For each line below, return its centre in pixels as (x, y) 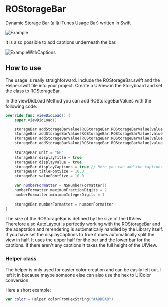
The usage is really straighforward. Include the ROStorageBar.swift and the (83, 80)
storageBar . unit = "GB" (39, 152)
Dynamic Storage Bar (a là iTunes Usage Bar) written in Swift (68, 23)
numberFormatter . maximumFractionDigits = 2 (61, 190)
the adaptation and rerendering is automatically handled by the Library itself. (84, 229)
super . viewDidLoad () (36, 120)
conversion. (17, 280)
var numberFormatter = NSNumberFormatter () (61, 185)
